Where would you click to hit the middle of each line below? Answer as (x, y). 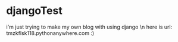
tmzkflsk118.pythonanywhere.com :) (50, 33)
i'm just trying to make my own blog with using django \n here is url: (89, 27)
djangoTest (34, 11)
